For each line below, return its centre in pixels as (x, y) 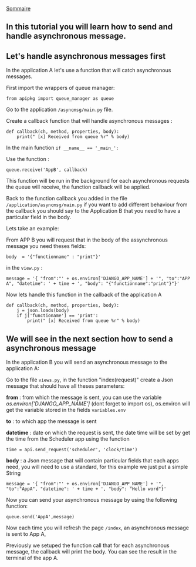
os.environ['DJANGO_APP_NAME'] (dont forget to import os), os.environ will (98, 404)
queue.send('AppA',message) (40, 517)
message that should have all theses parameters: (65, 386)
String (13, 473)
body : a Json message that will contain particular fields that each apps (92, 461)
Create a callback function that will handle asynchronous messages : (89, 121)
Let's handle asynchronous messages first (86, 56)
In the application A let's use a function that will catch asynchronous (89, 71)
